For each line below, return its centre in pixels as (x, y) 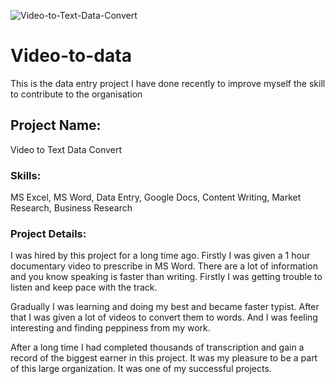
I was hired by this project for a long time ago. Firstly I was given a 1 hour (160, 256)
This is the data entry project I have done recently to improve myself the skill (168, 83)
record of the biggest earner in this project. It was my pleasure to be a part (164, 358)
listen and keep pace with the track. (84, 287)
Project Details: (48, 233)
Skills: (26, 175)
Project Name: (56, 125)
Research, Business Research (71, 208)
